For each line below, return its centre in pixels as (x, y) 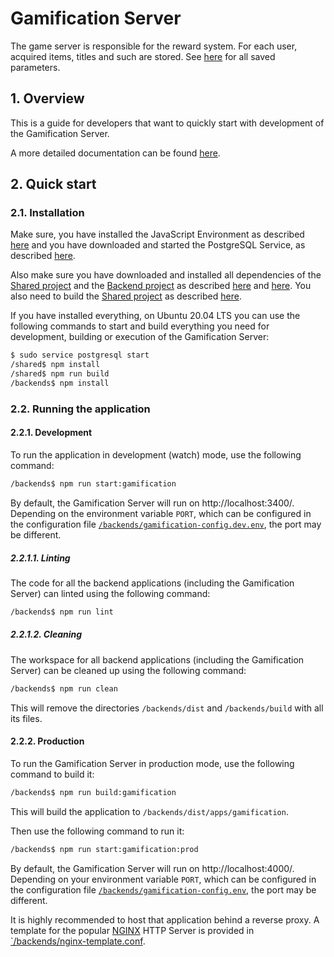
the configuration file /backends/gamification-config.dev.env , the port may (166, 524)
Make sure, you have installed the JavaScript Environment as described (157, 234)
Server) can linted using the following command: (110, 593)
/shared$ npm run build (60, 374)
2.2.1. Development (51, 433)
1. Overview (47, 98)
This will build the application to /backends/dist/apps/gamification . (149, 811)
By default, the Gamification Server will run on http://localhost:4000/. (152, 868)
